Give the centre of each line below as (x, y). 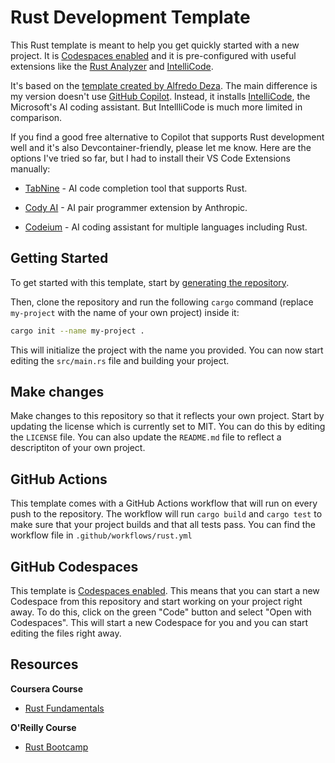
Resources (44, 664)
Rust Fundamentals (64, 708)
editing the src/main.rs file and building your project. (120, 360)
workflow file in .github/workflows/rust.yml (101, 535)
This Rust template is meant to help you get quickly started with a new (155, 45)
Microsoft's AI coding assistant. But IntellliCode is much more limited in (156, 107)
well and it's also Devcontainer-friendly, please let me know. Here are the (161, 147)
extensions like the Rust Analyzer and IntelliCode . (112, 66)
